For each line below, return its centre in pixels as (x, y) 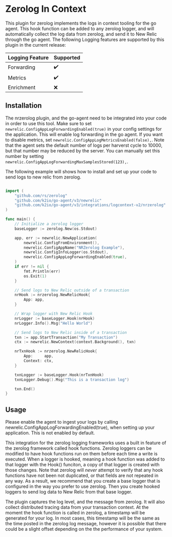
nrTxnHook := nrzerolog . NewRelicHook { (56, 351)
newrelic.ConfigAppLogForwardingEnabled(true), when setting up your (80, 427)
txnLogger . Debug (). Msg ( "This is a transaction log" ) (72, 380)
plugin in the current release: (36, 45)
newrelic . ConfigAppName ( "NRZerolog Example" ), (74, 247)
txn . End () (25, 389)
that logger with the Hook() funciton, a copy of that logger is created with (82, 465)
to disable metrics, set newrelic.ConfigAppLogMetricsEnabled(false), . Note (85, 140)
